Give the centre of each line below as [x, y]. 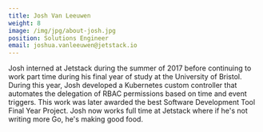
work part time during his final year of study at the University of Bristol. [125, 77]
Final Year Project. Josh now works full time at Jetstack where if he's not [128, 111]
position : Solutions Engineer [59, 38]
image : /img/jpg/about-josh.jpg [62, 30]
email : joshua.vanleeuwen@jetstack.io [73, 46]
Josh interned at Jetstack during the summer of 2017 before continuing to [130, 68]
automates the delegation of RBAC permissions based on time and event [128, 94]
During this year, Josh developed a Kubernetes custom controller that [123, 86]
